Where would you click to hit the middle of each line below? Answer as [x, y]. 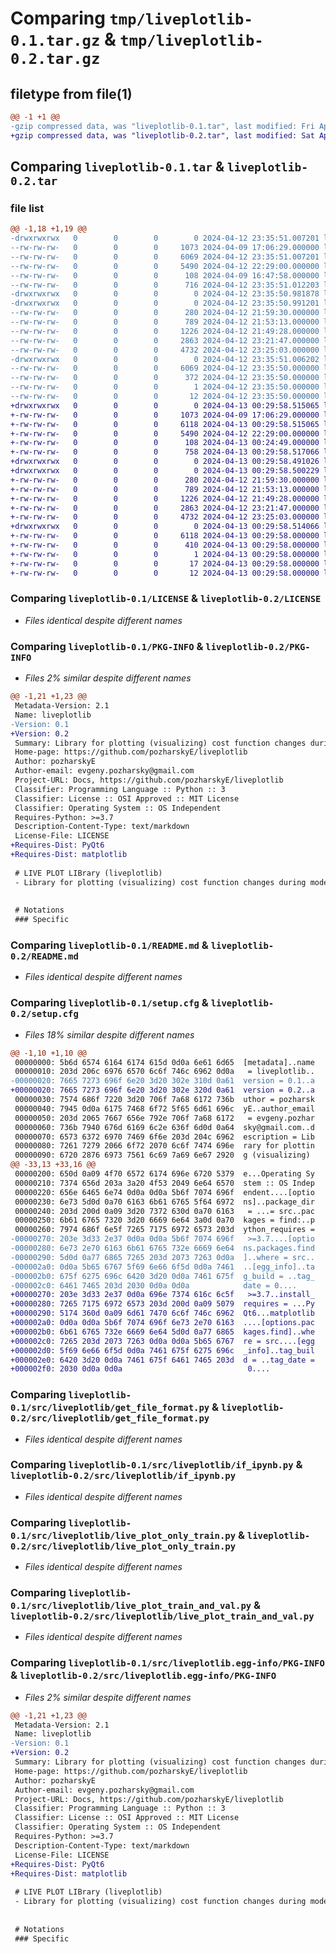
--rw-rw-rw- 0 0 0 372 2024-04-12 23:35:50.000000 [165, 378]
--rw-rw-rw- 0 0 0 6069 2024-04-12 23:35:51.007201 [165, 257]
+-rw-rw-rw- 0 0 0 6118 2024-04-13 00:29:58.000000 [165, 536]
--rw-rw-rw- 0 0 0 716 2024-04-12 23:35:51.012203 [165, 285]
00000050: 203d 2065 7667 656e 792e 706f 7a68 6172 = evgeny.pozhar [164, 1118]
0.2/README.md [44, 956]
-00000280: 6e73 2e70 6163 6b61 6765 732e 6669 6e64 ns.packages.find [162, 1248]
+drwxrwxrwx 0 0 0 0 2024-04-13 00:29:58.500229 [165, 471]
